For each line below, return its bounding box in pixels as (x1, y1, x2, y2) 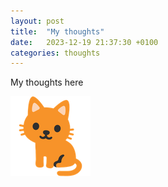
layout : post (10, 16, 65, 26)
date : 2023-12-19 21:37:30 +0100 (10, 37, 159, 47)
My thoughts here (10, 76, 84, 89)
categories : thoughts (10, 48, 101, 58)
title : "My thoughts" (10, 26, 105, 37)
